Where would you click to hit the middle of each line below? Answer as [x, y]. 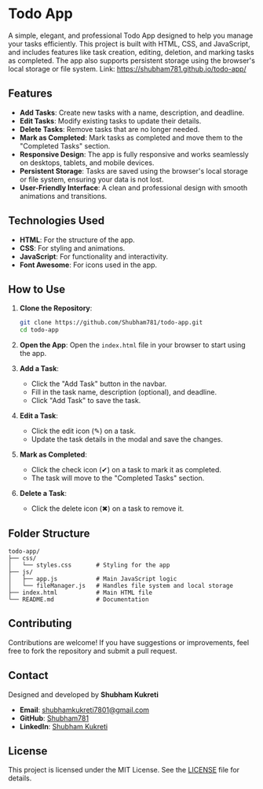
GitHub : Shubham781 [54, 718]
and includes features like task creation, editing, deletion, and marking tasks [131, 52]
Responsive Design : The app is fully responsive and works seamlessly [134, 154]
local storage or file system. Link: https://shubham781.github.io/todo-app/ [127, 68]
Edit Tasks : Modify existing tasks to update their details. [110, 121]
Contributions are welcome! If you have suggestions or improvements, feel [129, 642]
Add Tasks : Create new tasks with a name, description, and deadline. [132, 112]
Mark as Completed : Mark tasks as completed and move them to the [131, 138]
